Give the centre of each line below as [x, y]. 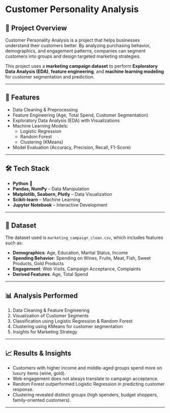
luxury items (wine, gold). [39, 374]
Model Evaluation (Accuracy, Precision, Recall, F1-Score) [72, 147]
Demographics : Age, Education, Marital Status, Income [70, 253]
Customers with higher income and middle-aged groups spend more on [87, 368]
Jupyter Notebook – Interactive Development [60, 205]
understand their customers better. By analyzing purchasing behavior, [78, 46]
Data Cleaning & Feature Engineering [51, 310]
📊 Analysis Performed [42, 295]
